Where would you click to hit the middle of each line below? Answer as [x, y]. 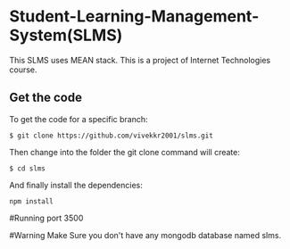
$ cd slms [28, 168]
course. [23, 70]
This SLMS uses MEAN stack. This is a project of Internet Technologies [140, 60]
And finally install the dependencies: [76, 185]
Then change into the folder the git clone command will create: [125, 152]
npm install [31, 201]
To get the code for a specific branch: [79, 119]
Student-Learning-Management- [134, 17]
